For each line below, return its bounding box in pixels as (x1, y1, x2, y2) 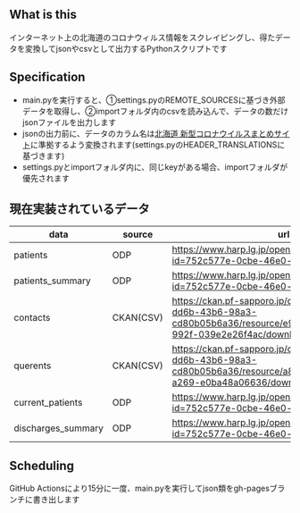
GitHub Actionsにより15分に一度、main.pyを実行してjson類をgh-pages (9, 483, 271, 494)
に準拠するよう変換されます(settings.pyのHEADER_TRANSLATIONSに (29, 139, 286, 150)
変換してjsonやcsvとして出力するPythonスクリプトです (24, 43, 228, 54)
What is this (9, 7, 78, 22)
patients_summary (13, 274, 91, 287)
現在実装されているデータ (9, 201, 150, 217)
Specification (9, 70, 86, 85)
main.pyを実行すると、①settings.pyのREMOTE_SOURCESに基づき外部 (21, 94, 286, 105)
